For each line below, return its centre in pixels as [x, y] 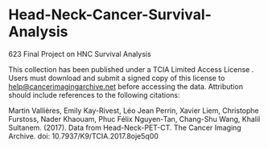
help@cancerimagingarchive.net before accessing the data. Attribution [126, 87]
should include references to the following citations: [94, 95]
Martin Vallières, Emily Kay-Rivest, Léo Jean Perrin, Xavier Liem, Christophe [134, 111]
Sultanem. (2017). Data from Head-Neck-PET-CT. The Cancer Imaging [125, 127]
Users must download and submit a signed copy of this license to [117, 78]
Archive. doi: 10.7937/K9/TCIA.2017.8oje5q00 [84, 136]
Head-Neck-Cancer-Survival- [110, 15]
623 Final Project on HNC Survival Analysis [80, 54]
